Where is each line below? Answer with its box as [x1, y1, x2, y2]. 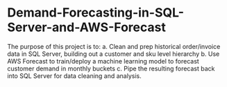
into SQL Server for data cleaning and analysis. [7, 71, 142, 80]
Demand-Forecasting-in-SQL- [7, 5, 185, 21]
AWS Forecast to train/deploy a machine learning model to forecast [7, 57, 199, 65]
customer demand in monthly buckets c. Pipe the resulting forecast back [7, 64, 215, 72]
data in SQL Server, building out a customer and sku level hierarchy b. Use [7, 50, 220, 58]
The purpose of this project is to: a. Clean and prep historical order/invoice [7, 42, 221, 50]
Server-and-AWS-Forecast [7, 19, 167, 35]
